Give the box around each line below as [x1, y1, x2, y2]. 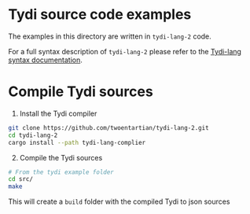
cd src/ [8, 175, 34, 183]
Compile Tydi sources [8, 83, 153, 101]
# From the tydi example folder [8, 168, 114, 176]
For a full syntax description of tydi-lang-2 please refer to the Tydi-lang [8, 46, 242, 56]
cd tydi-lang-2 [8, 131, 58, 139]
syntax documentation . [8, 55, 83, 65]
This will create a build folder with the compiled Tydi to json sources [8, 197, 230, 206]
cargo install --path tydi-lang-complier [8, 138, 146, 146]
